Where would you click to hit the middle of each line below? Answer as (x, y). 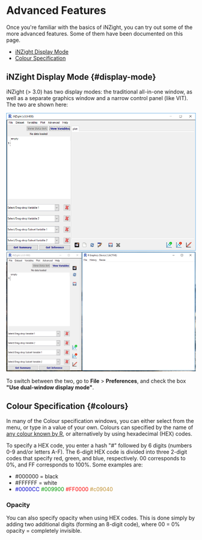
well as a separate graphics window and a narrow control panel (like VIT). (97, 98)
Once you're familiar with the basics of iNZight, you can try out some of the (99, 27)
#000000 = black (37, 476)
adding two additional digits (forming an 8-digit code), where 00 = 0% (93, 524)
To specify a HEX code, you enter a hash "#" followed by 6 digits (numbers (99, 445)
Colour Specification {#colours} (67, 406)
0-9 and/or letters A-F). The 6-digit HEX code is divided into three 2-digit (97, 452)
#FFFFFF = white (36, 483)
